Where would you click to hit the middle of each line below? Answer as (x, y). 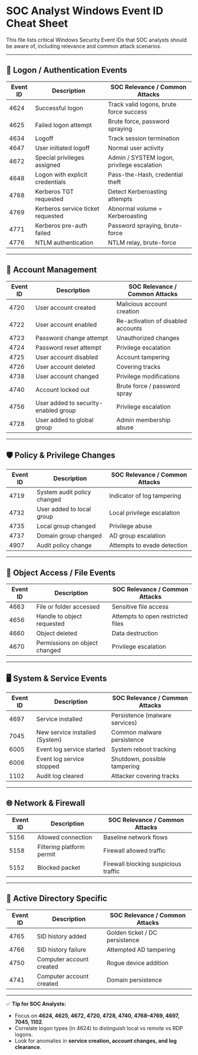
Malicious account (142, 304)
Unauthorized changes (148, 338)
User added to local (64, 509)
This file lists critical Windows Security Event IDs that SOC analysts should (96, 40)
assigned (48, 165)
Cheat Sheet (37, 23)
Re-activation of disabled (152, 321)
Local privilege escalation (145, 513)
